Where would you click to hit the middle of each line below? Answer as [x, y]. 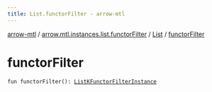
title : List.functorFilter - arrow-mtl [66, 14]
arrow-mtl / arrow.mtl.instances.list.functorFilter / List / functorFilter [106, 34]
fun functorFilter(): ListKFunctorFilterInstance [82, 81]
